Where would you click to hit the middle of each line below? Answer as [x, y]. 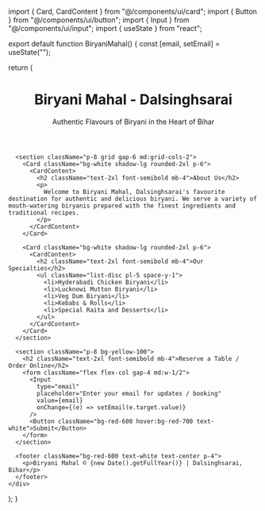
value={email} [60, 401]
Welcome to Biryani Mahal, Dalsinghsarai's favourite [134, 192]
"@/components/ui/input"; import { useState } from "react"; [105, 28]
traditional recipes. [44, 213]
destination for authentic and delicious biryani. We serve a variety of [133, 199]
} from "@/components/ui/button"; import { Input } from [99, 20]
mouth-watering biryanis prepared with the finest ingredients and [122, 206]
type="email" [58, 386]
